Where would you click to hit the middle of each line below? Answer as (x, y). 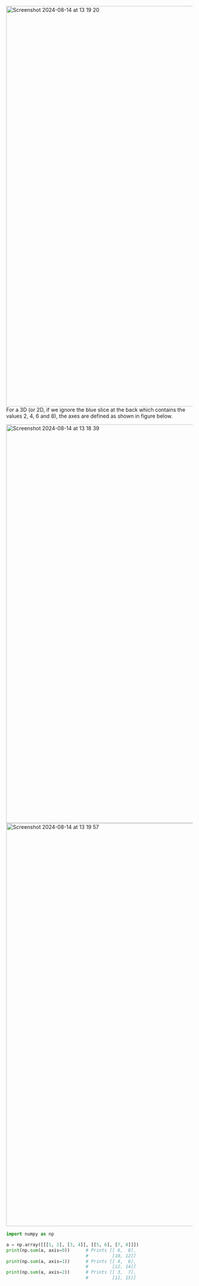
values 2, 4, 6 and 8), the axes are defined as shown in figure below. (89, 416)
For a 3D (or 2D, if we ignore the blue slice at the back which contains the (96, 410)
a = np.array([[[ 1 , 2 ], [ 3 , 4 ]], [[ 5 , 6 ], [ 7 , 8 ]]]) (73, 1244)
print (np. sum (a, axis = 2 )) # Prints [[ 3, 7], (71, 1272)
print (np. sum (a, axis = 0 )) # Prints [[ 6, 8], (71, 1250)
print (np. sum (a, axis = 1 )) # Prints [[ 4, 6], (71, 1261)
